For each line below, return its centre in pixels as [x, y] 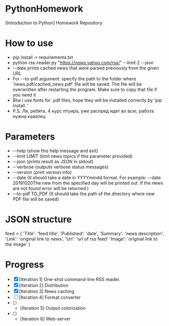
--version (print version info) [42, 172]
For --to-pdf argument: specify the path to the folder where [74, 78]
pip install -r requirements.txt [43, 57]
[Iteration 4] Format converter [50, 297]
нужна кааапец [29, 116]
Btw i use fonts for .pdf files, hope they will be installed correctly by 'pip [87, 100]
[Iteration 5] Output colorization [53, 308]
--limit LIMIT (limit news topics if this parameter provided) [72, 156]
